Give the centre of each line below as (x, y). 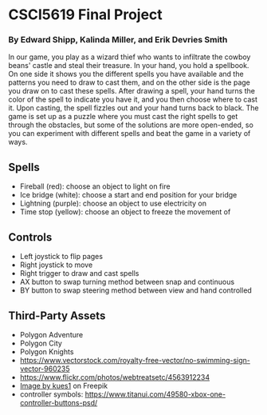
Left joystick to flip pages (61, 257)
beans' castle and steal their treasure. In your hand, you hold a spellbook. (129, 66)
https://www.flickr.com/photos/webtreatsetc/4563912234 (115, 377)
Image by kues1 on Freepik (64, 385)
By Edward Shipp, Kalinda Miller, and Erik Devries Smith (118, 40)
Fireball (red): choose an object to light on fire (95, 186)
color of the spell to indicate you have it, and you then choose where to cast (133, 100)
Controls (30, 237)
